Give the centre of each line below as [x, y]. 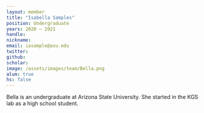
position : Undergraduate [38, 23]
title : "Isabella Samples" [40, 18]
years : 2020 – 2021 [31, 29]
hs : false [19, 80]
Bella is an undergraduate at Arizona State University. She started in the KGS [102, 97]
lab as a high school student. [42, 103]
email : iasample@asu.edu [38, 46]
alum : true [20, 74]
